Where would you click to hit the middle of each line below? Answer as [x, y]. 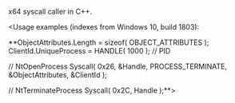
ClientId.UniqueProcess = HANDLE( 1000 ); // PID [90, 51]
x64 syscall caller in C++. [50, 12]
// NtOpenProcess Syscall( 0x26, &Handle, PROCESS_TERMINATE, [118, 66]
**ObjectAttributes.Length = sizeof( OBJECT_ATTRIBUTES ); [109, 42]
